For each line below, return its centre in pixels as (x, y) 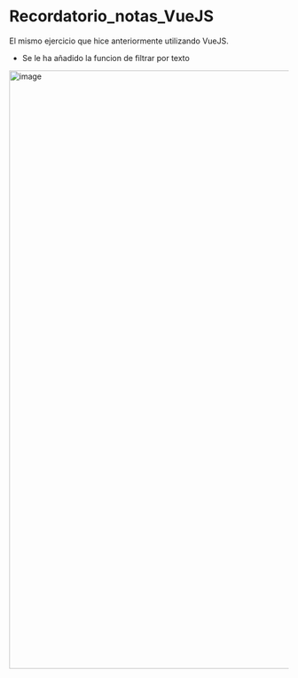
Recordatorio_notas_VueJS (112, 16)
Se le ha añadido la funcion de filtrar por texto (106, 58)
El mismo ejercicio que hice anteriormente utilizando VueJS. (119, 41)
